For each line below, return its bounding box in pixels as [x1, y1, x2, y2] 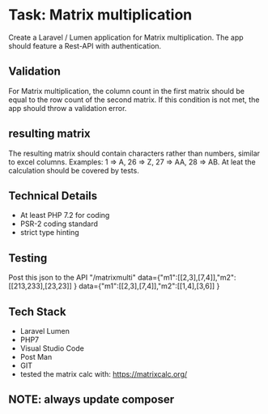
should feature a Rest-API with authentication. [8, 41, 162, 50]
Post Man [19, 352, 53, 361]
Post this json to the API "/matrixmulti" [8, 273, 136, 283]
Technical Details [8, 189, 98, 203]
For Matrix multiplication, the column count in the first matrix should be [8, 86, 245, 96]
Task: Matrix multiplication [8, 6, 193, 24]
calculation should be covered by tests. [8, 165, 139, 175]
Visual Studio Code [19, 344, 85, 353]
